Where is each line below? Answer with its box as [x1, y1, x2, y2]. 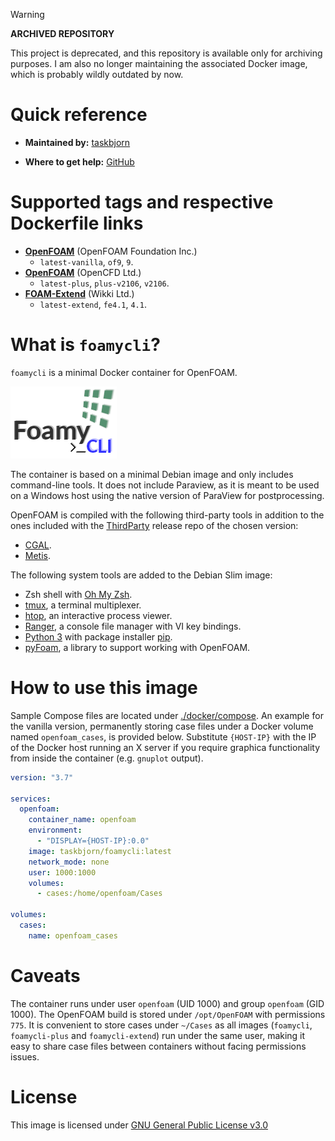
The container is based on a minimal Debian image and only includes [10, 468, 294, 480]
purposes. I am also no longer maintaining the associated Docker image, [10, 58, 308, 69]
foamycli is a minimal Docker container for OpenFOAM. [10, 366, 238, 378]
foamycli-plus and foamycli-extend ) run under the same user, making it [10, 1029, 306, 1041]
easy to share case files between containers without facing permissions [10, 1040, 307, 1052]
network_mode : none [28, 857, 110, 867]
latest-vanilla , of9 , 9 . [39, 255, 134, 268]
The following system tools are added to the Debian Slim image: [10, 569, 273, 581]
